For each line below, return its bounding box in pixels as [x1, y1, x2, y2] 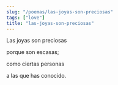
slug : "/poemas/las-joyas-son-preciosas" [6, 8, 114, 15]
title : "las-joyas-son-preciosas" [6, 20, 95, 26]
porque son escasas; [6, 49, 59, 56]
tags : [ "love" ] [6, 15, 45, 21]
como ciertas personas [6, 60, 65, 67]
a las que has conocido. [6, 72, 67, 80]
